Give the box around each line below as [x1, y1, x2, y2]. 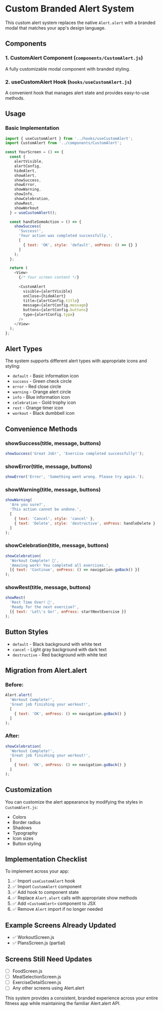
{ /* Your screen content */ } [18, 275, 79, 280]
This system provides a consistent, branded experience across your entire [5, 995, 158, 1001]
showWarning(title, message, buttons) [5, 486, 101, 493]
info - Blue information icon [12, 394, 70, 400]
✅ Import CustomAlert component [12, 884, 82, 890]
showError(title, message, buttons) [5, 463, 92, 470]
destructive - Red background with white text [12, 652, 107, 658]
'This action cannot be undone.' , [9, 507, 81, 512]
